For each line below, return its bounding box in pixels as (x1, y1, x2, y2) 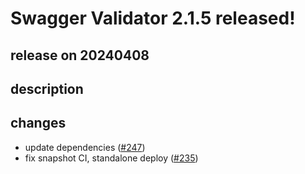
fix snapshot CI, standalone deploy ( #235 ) (24, 152, 199, 164)
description (10, 80, 84, 97)
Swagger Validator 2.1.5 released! (10, 7, 296, 30)
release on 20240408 (10, 47, 150, 64)
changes (10, 115, 67, 132)
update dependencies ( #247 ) (24, 141, 146, 153)
